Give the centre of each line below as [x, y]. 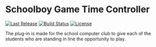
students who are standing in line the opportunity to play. [66, 39]
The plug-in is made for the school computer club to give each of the [78, 33]
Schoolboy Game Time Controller [77, 9]
